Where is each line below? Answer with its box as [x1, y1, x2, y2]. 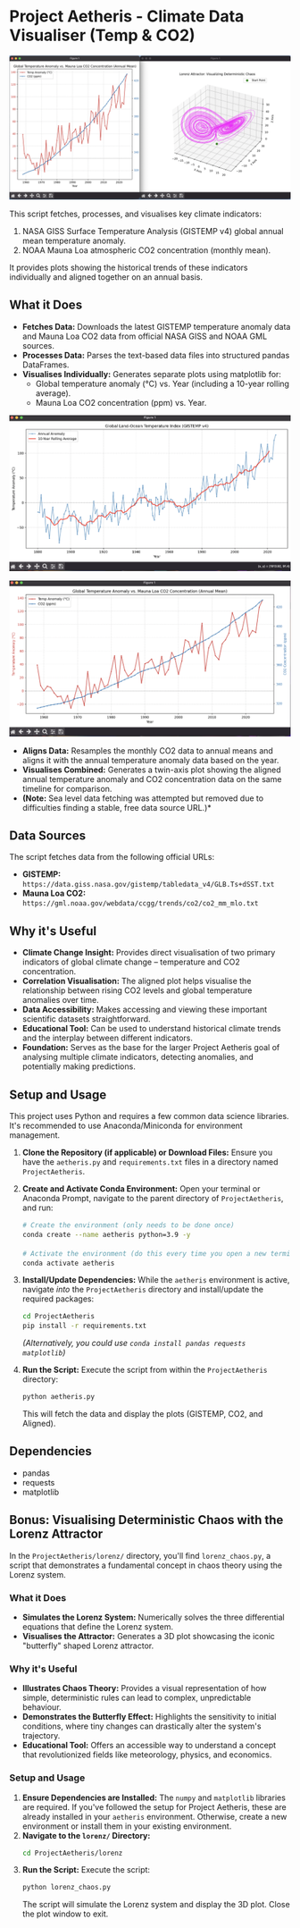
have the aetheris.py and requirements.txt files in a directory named [21, 1157, 279, 1167]
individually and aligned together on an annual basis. [9, 271, 204, 282]
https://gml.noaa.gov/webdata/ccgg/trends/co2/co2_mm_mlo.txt [21, 899, 259, 908]
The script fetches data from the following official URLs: [9, 852, 215, 863]
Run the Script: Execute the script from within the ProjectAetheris [21, 1365, 268, 1376]
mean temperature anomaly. [21, 235, 127, 246]
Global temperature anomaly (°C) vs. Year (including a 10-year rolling [35, 378, 290, 389]
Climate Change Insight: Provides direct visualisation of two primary [21, 947, 276, 958]
